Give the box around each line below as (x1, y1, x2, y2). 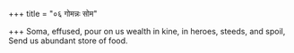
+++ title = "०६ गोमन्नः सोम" (8, 9, 98, 19)
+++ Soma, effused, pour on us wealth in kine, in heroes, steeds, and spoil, (8, 26, 286, 36)
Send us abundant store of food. (8, 35, 128, 46)
